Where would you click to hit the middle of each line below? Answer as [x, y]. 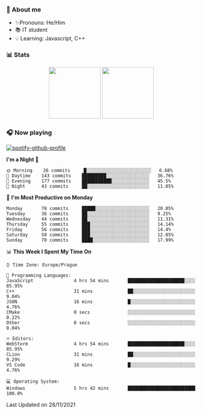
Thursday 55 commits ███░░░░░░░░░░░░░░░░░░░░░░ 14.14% [90, 224]
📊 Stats [18, 55]
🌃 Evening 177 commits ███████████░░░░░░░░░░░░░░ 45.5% [89, 181]
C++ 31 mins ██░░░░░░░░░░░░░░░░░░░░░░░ [101, 291]
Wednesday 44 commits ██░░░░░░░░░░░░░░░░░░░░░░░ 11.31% [90, 219]
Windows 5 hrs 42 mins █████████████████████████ [101, 388]
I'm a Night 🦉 [23, 159]
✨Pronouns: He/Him [40, 23]
